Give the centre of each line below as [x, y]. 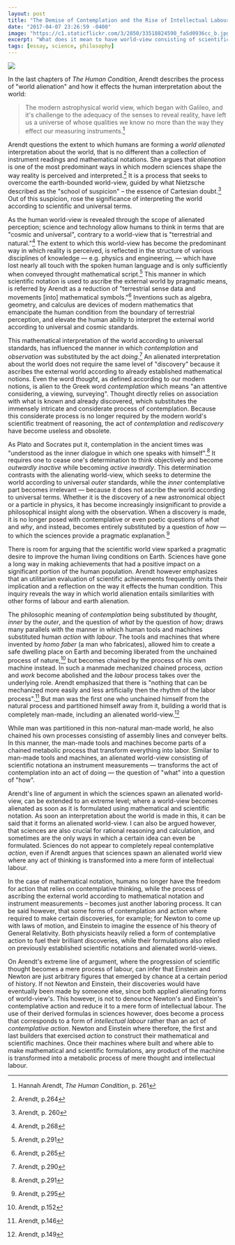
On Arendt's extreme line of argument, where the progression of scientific [114, 962]
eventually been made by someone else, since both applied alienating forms [117, 991]
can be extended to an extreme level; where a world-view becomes [121, 801]
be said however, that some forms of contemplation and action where [108, 911]
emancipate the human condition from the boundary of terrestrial [101, 312]
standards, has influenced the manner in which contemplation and [103, 348]
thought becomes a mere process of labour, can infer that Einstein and [109, 968]
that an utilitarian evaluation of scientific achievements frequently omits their [118, 579]
